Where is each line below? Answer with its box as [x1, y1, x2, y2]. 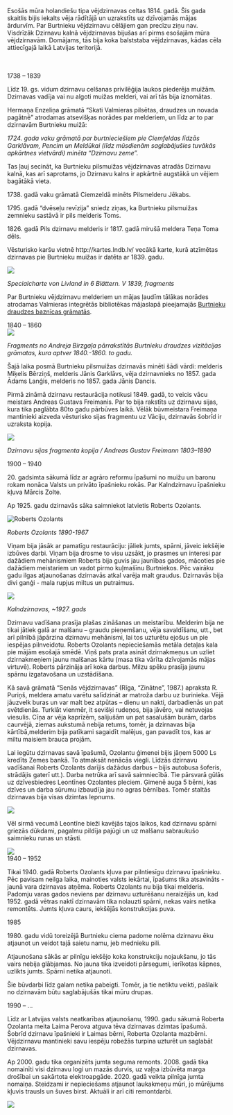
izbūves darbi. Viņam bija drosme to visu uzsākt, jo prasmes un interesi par [7, 549, 222, 557]
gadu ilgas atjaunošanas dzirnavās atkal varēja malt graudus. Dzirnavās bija [7, 571, 224, 579]
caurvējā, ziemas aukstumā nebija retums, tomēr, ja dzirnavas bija [7, 720, 196, 729]
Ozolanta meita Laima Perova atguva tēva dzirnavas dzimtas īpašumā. [7, 1022, 207, 1030]
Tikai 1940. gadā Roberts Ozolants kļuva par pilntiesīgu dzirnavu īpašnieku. [7, 868, 222, 876]
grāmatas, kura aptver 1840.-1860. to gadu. [7, 349, 133, 357]
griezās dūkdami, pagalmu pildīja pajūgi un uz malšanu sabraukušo [7, 826, 200, 835]
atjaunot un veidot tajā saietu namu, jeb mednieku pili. [7, 939, 161, 947]
